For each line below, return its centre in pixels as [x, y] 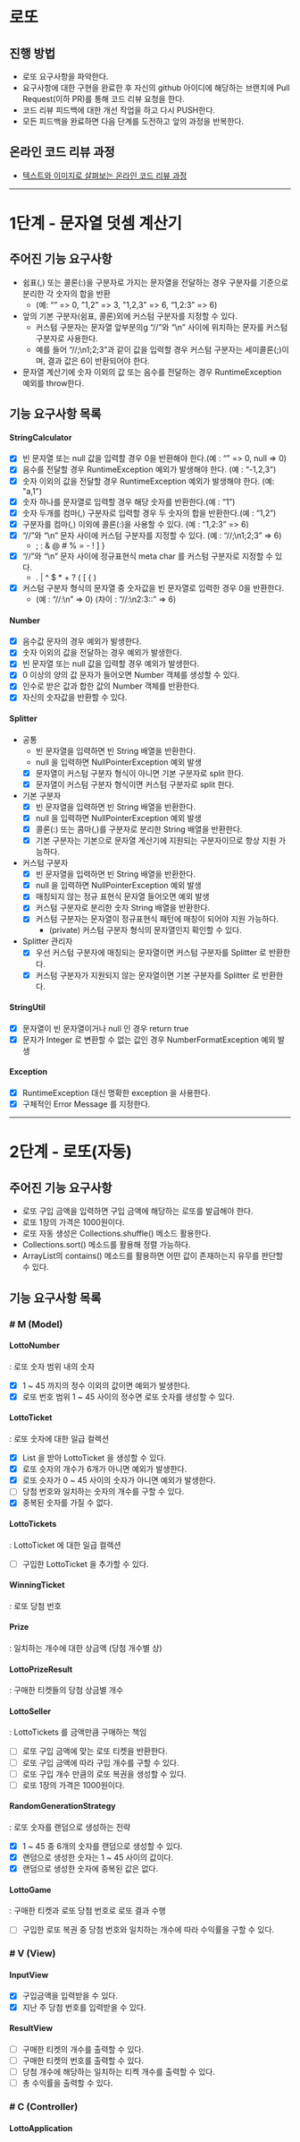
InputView [29, 1975]
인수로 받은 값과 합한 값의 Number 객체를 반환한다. [111, 686]
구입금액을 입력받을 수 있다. [70, 1996]
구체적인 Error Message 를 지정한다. [86, 1104]
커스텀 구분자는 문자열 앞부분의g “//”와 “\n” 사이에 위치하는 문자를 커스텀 [162, 327]
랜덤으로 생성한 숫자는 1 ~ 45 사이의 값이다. [98, 1857]
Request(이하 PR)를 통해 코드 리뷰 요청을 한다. [103, 99]
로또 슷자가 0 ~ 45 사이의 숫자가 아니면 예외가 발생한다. [119, 1480]
